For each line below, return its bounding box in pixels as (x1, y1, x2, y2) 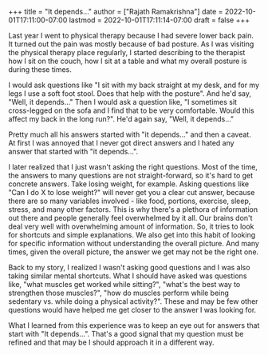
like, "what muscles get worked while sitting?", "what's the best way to (8, 280, 241, 289)
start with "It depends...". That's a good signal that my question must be (8, 329, 244, 338)
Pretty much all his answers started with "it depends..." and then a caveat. (8, 130, 251, 139)
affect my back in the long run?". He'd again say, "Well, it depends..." (8, 114, 235, 123)
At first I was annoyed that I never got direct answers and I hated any (8, 138, 235, 147)
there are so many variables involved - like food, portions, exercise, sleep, (8, 196, 251, 205)
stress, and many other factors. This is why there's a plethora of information (8, 205, 258, 214)
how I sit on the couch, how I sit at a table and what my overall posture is (8, 56, 247, 66)
